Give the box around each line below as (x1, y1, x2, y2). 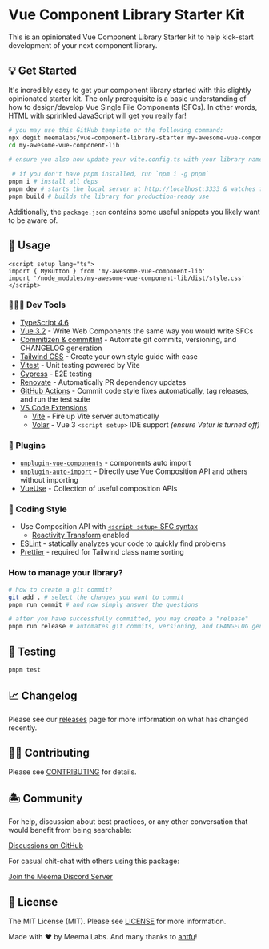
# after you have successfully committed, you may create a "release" (8, 615, 249, 623)
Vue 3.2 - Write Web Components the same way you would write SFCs (19, 326, 254, 336)
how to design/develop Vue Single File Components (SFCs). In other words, (8, 102, 258, 111)
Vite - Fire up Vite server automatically (31, 411, 159, 421)
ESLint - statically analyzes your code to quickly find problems (19, 539, 227, 548)
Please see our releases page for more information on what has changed (8, 714, 249, 724)
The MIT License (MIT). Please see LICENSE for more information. (8, 916, 227, 927)
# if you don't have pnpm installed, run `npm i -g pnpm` (11, 170, 210, 178)
